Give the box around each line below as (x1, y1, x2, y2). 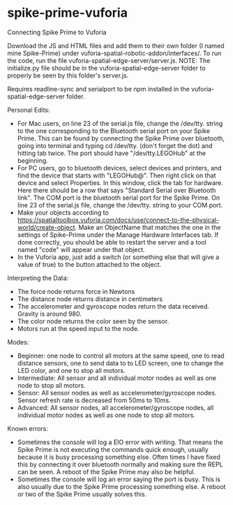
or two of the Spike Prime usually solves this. (17, 490, 147, 498)
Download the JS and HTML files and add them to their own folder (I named (7, 41, 225, 50)
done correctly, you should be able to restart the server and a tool (17, 237, 207, 246)
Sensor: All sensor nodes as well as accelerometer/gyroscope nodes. (17, 388, 217, 397)
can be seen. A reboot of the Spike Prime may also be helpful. (17, 467, 195, 476)
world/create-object (17, 223, 75, 231)
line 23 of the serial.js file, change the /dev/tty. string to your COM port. (17, 200, 223, 209)
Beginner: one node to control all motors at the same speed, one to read (17, 351, 225, 360)
